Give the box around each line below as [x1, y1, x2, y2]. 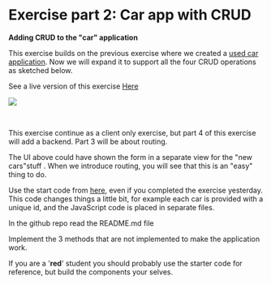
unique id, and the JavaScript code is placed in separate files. [8, 202, 215, 212]
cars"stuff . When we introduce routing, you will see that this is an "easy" [8, 161, 253, 171]
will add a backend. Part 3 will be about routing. [8, 136, 168, 146]
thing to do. [8, 169, 47, 179]
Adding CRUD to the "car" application [8, 32, 138, 42]
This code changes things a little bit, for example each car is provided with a [8, 193, 264, 204]
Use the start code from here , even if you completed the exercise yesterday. [8, 185, 264, 195]
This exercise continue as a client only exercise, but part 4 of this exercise [8, 127, 256, 137]
